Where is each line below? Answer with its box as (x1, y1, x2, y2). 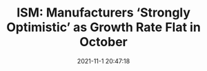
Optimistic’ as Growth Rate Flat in (6, 19, 201, 35)
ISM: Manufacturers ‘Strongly (16, 5, 191, 21)
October (79, 34, 128, 50)
